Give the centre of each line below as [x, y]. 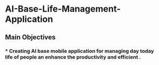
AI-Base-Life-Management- [63, 9]
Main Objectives [30, 37]
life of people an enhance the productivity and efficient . [73, 57]
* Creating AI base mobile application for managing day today [80, 51]
